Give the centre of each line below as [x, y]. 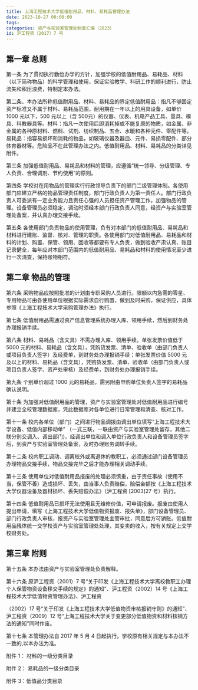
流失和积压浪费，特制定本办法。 [45, 88]
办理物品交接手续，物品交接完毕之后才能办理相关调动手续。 [78, 464]
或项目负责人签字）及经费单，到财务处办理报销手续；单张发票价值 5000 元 [97, 354]
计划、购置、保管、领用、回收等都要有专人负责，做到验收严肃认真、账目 [104, 242]
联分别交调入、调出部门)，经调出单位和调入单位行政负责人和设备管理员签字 [98, 436]
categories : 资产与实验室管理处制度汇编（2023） [60, 28]
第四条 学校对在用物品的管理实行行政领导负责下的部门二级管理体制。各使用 [97, 185]
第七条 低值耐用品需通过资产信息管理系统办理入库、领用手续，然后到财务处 [97, 320]
